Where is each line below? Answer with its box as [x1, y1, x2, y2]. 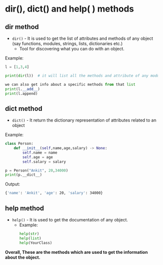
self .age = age [22, 155, 53, 159]
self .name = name [22, 150, 57, 155]
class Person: [5, 141, 34, 146]
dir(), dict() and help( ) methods [5, 3, 134, 15]
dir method [5, 23, 39, 31]
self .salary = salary [22, 159, 66, 164]
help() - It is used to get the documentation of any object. [12, 217, 129, 222]
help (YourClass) [19, 240, 52, 245]
